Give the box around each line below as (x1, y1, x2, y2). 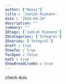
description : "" (5, 20, 38, 26)
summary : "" (5, 25, 29, 30)
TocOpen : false (5, 52, 38, 57)
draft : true (5, 43, 32, 48)
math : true (5, 57, 29, 62)
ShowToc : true (5, 48, 36, 52)
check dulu (5, 75, 28, 81)
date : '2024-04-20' (5, 16, 47, 21)
